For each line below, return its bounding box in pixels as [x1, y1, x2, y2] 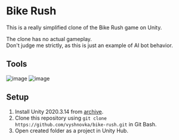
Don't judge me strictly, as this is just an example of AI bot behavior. [6, 42, 173, 49]
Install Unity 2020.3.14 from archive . [14, 108, 104, 115]
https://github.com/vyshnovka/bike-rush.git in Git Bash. [14, 120, 157, 127]
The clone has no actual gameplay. [6, 35, 92, 42]
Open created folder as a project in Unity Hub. [14, 127, 128, 134]
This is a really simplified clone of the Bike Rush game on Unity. [6, 24, 162, 31]
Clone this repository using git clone [14, 114, 107, 122]
